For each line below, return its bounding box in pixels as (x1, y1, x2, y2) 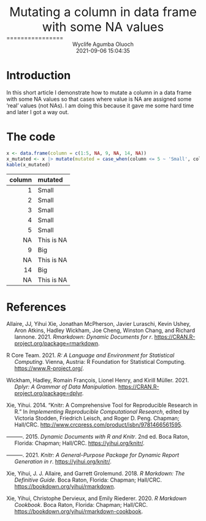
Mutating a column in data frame (9, 4, 197, 20)
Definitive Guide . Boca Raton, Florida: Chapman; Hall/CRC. (14, 476, 162, 484)
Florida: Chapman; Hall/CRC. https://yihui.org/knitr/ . (14, 439, 145, 447)
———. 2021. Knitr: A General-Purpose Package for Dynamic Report (6, 452, 180, 459)
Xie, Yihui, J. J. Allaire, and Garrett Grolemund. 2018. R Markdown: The (6, 470, 185, 477)
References (6, 300, 66, 314)
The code (6, 130, 56, 144)
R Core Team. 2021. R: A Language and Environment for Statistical (6, 352, 175, 359)
